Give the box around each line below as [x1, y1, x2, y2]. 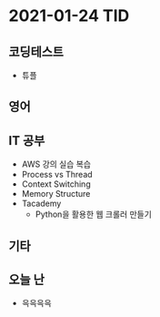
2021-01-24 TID [8, 5, 130, 26]
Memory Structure [21, 189, 91, 199]
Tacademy [21, 198, 62, 210]
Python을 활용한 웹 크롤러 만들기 [35, 209, 152, 220]
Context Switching [21, 179, 92, 189]
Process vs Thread [21, 169, 93, 180]
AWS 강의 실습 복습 [21, 158, 92, 169]
